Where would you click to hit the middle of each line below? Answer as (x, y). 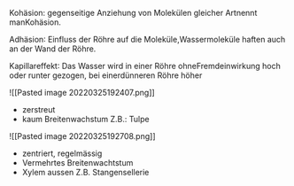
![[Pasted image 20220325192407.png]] (82, 93)
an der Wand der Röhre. (53, 49)
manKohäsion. (35, 22)
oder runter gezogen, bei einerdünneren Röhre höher (106, 75)
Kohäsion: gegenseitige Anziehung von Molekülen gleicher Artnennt (133, 13)
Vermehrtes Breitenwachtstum (77, 163)
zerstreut (39, 109)
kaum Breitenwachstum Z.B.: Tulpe (85, 119)
